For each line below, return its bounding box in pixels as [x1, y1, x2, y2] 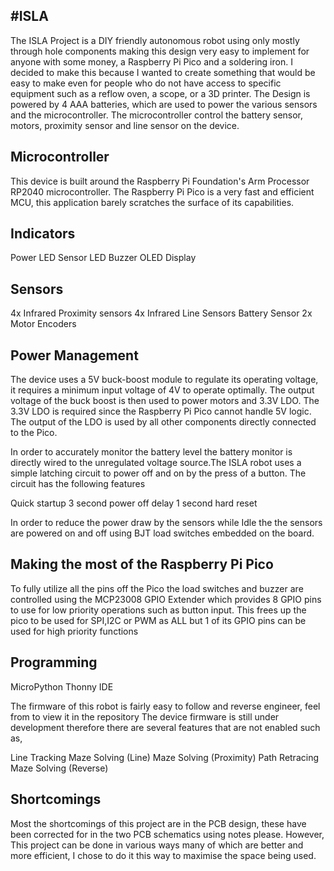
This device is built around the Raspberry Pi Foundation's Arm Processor [10, 175, 310, 187]
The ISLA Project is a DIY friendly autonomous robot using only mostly [10, 34, 300, 46]
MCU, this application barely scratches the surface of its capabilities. [10, 196, 295, 208]
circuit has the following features [10, 478, 146, 490]
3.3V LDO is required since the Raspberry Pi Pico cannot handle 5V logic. [10, 405, 312, 418]
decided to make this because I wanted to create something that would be [10, 66, 316, 78]
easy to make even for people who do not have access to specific [10, 77, 282, 89]
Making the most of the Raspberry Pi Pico [10, 556, 274, 573]
